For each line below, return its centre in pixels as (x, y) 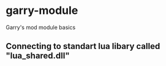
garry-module (42, 11)
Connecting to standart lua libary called (83, 46)
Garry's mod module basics (41, 27)
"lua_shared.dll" (38, 56)
